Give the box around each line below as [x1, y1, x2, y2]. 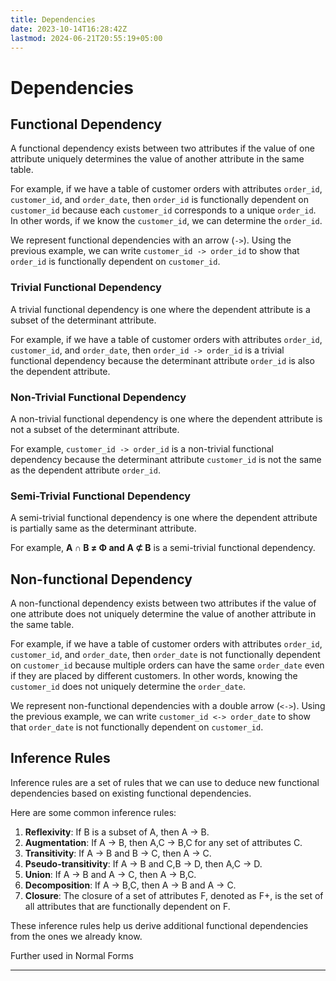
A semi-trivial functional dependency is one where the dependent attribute [10, 512, 318, 524]
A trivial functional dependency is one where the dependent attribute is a [10, 303, 311, 315]
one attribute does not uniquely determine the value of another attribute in [10, 608, 317, 620]
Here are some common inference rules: [10, 806, 177, 818]
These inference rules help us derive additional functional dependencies [10, 919, 309, 931]
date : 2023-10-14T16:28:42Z [10, 24, 128, 34]
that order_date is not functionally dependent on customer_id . [10, 721, 264, 733]
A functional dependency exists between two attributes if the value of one [10, 142, 315, 155]
